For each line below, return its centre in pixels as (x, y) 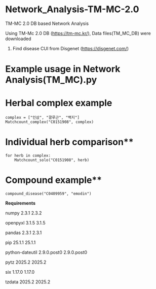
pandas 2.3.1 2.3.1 (24, 233)
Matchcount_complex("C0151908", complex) (50, 122)
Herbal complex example (59, 103)
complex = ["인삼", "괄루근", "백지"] (43, 118)
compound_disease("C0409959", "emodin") (49, 194)
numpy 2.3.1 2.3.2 (24, 213)
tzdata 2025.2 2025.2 (28, 282)
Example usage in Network (63, 69)
